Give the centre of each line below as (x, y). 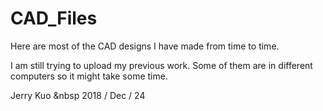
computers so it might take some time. (89, 76)
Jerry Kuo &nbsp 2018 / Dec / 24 (78, 95)
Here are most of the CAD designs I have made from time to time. (145, 46)
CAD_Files (54, 18)
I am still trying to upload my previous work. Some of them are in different (161, 65)
